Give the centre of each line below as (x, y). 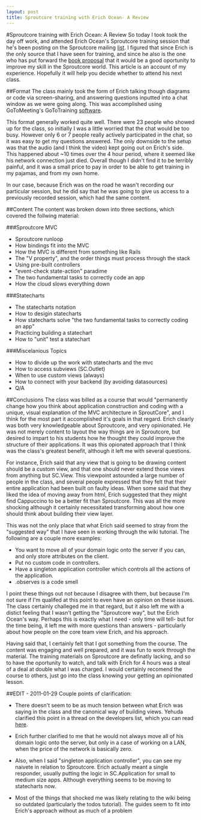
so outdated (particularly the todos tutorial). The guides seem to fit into (103, 804)
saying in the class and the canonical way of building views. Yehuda (99, 712)
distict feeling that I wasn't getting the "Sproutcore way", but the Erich (93, 612)
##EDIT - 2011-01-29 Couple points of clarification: (69, 694)
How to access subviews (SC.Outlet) (60, 368)
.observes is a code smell (46, 582)
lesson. (15, 682)
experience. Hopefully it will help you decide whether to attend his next (94, 73)
